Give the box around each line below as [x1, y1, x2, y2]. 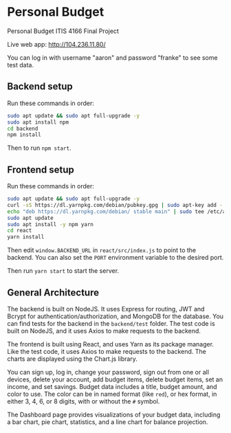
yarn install [7, 234, 45, 241]
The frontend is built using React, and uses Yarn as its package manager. [7, 340, 214, 348]
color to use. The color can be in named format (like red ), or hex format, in [7, 390, 217, 398]
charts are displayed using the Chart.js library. [7, 355, 137, 363]
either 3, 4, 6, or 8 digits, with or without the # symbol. [7, 397, 160, 406]
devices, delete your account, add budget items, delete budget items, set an [7, 375, 223, 384]
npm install [7, 131, 41, 138]
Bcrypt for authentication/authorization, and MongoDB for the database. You [7, 312, 224, 320]
